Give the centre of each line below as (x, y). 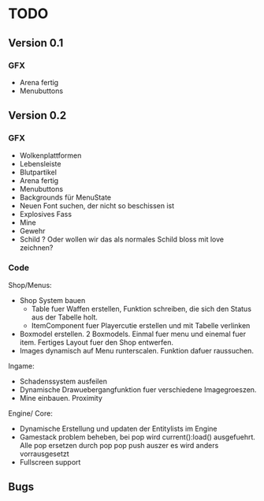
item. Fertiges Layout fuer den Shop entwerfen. (97, 342)
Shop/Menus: (30, 285)
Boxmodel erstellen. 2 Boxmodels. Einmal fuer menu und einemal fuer (133, 334)
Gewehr (32, 230)
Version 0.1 (36, 43)
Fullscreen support (50, 462)
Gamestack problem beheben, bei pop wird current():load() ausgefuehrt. (138, 437)
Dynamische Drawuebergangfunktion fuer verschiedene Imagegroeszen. (138, 389)
